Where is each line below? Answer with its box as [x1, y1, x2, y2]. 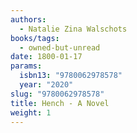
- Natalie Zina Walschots [19, 24, 128, 34]
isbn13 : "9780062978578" [19, 71, 123, 81]
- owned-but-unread [19, 42, 101, 53]
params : [10, 61, 43, 71]
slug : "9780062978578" [10, 89, 105, 99]
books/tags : [10, 33, 60, 43]
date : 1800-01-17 [10, 52, 83, 62]
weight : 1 [10, 107, 52, 118]
